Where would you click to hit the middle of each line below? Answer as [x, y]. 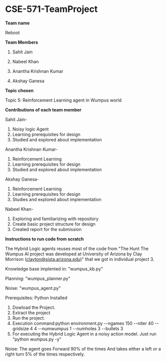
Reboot [12, 32]
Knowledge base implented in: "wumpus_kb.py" [54, 269]
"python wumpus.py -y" [37, 339]
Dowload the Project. [34, 307]
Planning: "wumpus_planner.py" [38, 278]
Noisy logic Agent [30, 129]
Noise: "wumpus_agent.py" [33, 288]
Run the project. [29, 318]
